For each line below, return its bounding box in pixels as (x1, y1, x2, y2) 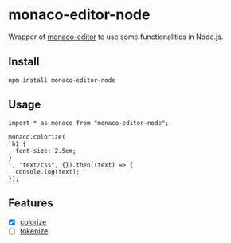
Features (8, 196, 53, 210)
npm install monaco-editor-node (8, 76, 115, 84)
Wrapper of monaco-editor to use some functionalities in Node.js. (8, 32, 224, 41)
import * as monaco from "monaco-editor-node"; (8, 119, 170, 127)
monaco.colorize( (8, 133, 66, 141)
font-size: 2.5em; (15, 147, 77, 155)
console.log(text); (15, 167, 80, 176)
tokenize (19, 226, 49, 236)
